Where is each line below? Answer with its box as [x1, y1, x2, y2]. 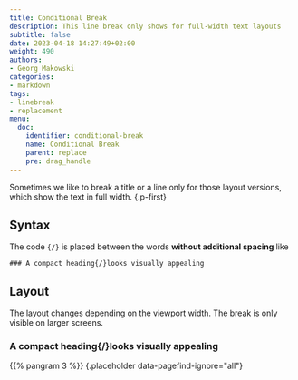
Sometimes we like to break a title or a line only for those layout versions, [9, 181, 283, 192]
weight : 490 [9, 47, 54, 56]
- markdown [9, 81, 51, 90]
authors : [9, 55, 43, 64]
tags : [9, 89, 30, 98]
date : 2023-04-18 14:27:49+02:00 [9, 38, 136, 48]
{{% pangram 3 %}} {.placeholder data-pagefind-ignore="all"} [9, 360, 243, 372]
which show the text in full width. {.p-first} [9, 191, 168, 202]
